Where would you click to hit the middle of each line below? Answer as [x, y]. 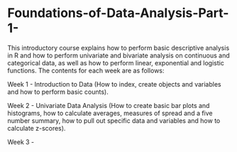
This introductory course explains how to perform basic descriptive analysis [118, 48]
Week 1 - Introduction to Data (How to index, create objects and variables [114, 84]
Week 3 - [21, 142]
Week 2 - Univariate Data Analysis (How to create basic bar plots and [109, 105]
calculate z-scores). [37, 128]
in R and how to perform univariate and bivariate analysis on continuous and [119, 55]
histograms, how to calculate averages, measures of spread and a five [110, 113]
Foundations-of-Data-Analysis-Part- [118, 13]
